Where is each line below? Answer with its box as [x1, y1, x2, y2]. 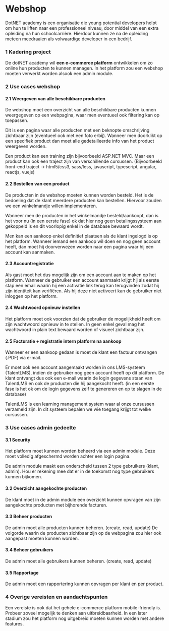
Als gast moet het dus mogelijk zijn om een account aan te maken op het [5, 272, 156, 278]
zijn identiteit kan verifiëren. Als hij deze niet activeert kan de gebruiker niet [5, 288, 162, 294]
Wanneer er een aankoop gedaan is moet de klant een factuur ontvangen [5, 349, 157, 355]
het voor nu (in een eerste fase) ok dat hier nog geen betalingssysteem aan [5, 218, 162, 224]
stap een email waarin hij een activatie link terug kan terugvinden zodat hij [5, 282, 159, 288]
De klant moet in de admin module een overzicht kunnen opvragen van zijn [5, 496, 161, 502]
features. [5, 621, 24, 627]
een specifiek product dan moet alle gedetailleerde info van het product [5, 138, 154, 144]
